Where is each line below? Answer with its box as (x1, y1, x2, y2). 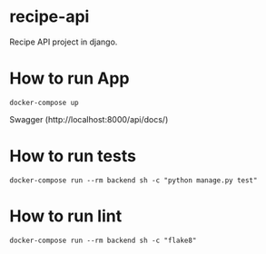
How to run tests (9, 146, 136, 167)
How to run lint (9, 206, 123, 226)
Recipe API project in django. (9, 36, 118, 47)
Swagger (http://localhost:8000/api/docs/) (9, 113, 169, 124)
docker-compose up (9, 98, 79, 107)
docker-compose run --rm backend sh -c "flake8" (9, 236, 197, 245)
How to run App (9, 68, 130, 89)
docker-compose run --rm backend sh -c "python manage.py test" (9, 175, 258, 185)
